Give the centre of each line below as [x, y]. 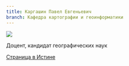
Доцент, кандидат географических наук [57, 45]
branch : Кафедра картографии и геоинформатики [65, 17]
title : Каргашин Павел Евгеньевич [49, 12]
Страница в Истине [31, 56]
